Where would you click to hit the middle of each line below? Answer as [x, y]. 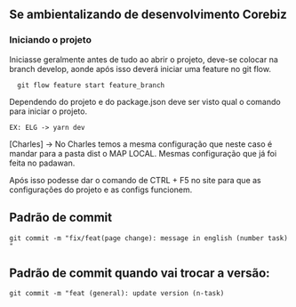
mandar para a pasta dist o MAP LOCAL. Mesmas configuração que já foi [143, 153]
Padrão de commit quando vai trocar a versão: [140, 273]
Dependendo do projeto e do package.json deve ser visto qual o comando [145, 101]
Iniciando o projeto [50, 40]
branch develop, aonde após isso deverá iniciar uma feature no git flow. [140, 69]
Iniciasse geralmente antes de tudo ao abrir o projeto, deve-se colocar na [144, 59]
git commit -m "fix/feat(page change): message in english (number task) [149, 238]
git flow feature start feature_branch [91, 85]
